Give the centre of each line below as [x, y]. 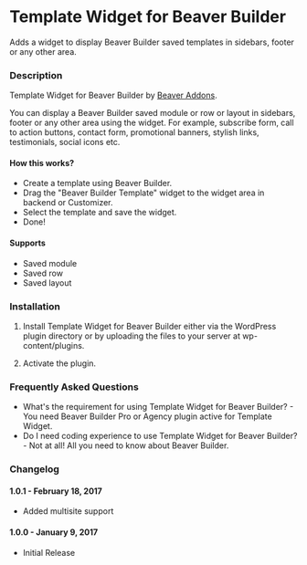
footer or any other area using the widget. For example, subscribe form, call [152, 123]
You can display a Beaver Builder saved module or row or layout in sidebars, [153, 113]
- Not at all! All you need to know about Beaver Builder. [126, 445]
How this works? [42, 162]
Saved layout [47, 282]
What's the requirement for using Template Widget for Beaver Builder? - [158, 407]
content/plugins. [53, 345]
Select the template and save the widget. [100, 213]
